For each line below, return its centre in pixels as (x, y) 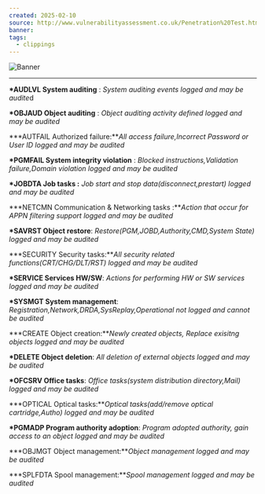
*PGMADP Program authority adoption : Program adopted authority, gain (129, 428)
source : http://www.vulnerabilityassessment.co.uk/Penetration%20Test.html (136, 23)
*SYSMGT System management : (64, 302)
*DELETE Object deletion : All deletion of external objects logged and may (129, 357)
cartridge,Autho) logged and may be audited (81, 412)
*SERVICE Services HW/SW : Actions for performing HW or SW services (127, 278)
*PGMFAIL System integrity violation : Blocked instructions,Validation (124, 160)
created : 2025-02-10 (43, 15)
